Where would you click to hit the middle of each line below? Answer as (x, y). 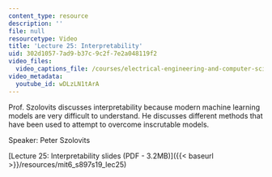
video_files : (30, 62)
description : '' (36, 24)
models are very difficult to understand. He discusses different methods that (136, 115)
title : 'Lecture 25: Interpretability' (76, 46)
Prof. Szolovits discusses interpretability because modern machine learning (134, 107)
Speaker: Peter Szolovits (49, 140)
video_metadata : (36, 76)
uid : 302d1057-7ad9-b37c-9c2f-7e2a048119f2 (83, 54)
